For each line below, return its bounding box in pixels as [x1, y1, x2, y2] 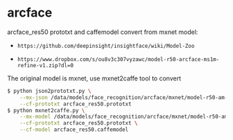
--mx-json [19, 94, 49, 101]
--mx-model [19, 113, 51, 121]
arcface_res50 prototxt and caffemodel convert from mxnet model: [7, 28, 198, 36]
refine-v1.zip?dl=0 [17, 62, 74, 69]
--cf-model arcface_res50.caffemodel [19, 126, 129, 133]
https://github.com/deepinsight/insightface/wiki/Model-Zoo [17, 42, 195, 49]
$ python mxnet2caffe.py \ [7, 107, 85, 114]
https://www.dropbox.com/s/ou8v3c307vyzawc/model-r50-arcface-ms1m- [17, 55, 220, 63]
